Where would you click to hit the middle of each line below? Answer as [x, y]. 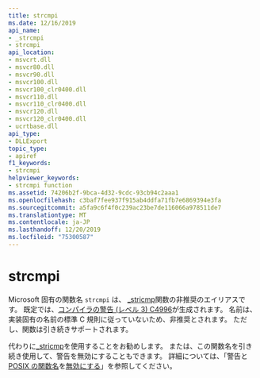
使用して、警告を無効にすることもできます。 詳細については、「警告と [135, 356]
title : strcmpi [33, 15]
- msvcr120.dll [33, 112]
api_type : [25, 133]
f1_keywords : [30, 164]
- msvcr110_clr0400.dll [48, 104]
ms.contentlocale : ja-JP [49, 222]
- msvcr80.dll [32, 67]
